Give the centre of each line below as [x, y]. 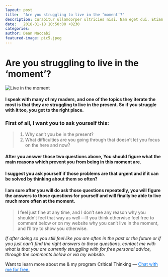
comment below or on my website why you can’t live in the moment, [88, 223]
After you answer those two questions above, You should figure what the [83, 157]
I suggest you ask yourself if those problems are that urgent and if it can [82, 173]
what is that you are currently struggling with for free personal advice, [78, 249]
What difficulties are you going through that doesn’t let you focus [92, 140]
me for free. [18, 270]
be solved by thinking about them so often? [52, 179]
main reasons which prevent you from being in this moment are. [73, 162]
